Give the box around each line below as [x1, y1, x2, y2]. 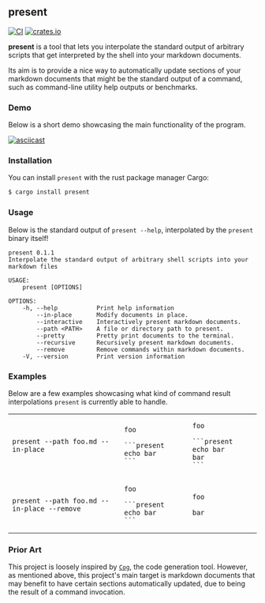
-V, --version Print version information [22, 352, 185, 360]
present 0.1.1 [8, 248, 55, 257]
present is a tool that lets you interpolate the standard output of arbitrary [8, 42, 244, 51]
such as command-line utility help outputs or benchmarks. [8, 82, 198, 92]
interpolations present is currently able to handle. [8, 397, 168, 406]
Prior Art [8, 544, 42, 555]
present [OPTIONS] [22, 283, 83, 291]
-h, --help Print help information [22, 303, 175, 312]
